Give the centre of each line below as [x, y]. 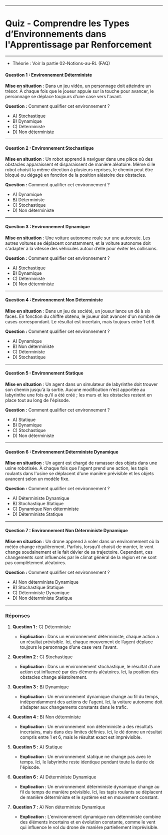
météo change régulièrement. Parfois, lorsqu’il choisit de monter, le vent [79, 547]
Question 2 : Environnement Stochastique [49, 148]
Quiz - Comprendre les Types [67, 24]
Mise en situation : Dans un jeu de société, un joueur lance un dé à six [78, 311]
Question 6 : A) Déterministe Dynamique [54, 777]
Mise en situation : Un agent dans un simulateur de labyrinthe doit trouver [81, 384]
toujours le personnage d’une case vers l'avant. [69, 647]
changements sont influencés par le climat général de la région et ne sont [81, 557]
